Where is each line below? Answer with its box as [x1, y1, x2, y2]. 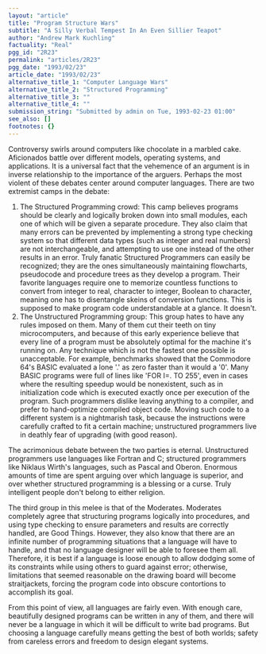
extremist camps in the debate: [8, 186, 110, 195]
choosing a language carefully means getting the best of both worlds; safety [8, 628, 259, 637]
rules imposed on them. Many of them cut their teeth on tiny [19, 319, 217, 330]
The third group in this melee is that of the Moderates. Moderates [8, 502, 222, 513]
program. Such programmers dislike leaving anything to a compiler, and [19, 396, 254, 405]
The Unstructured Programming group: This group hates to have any [19, 312, 245, 321]
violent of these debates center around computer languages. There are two [8, 178, 255, 188]
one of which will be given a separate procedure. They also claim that [19, 219, 248, 228]
